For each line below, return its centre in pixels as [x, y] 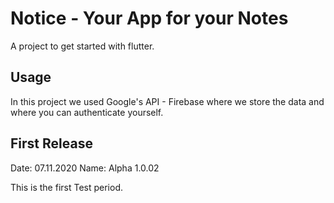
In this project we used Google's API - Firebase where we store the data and [167, 101]
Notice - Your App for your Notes [149, 18]
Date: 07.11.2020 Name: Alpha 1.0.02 [85, 168]
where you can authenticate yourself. [87, 112]
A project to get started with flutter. [82, 46]
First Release [51, 143]
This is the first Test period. [67, 187]
